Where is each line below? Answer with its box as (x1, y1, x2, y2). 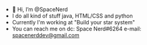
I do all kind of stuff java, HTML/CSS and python (12, 12, 133, 19)
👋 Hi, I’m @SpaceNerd (12, 6, 68, 13)
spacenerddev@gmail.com (12, 32, 80, 39)
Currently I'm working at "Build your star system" (12, 19, 135, 26)
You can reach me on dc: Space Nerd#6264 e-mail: (12, 25, 142, 32)
